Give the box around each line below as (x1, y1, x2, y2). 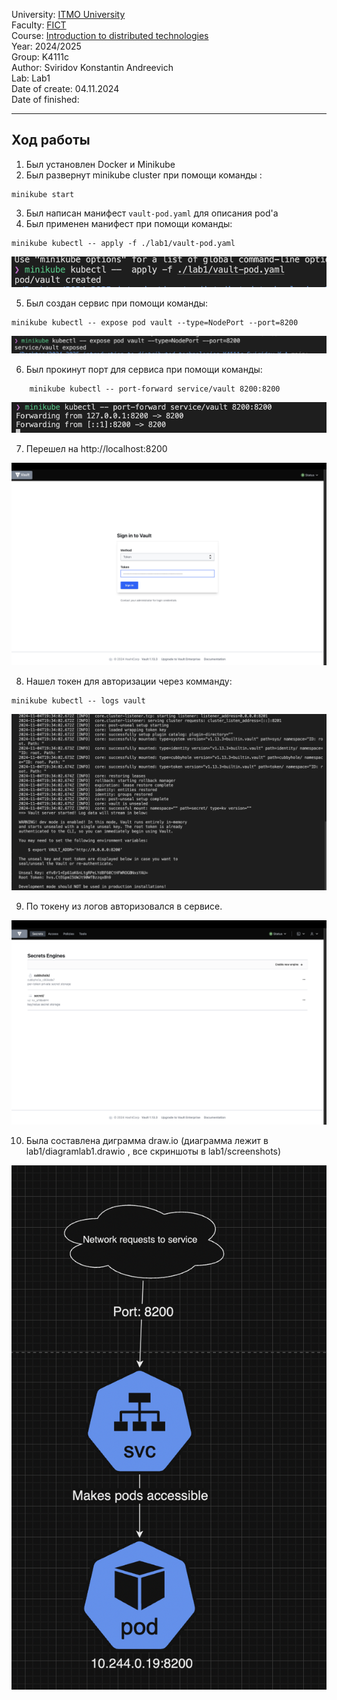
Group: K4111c (11, 51, 69, 63)
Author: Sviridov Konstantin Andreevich (11, 62, 174, 73)
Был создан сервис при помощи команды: (25, 297, 209, 309)
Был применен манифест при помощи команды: (25, 217, 233, 229)
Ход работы (11, 132, 91, 149)
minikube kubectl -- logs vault (11, 695, 146, 706)
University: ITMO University (11, 9, 126, 20)
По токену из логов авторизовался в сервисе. (25, 900, 223, 912)
